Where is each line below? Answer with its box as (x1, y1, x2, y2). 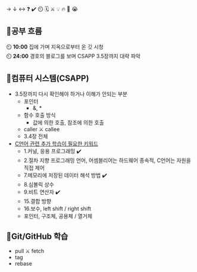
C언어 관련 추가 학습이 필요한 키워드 (14, 140, 98, 147)
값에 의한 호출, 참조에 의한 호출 (32, 119, 104, 126)
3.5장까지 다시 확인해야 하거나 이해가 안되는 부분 (14, 90, 128, 97)
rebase (14, 260, 33, 267)
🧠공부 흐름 (6, 26, 43, 36)
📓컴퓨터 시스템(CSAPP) (6, 74, 89, 84)
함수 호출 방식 (23, 111, 56, 118)
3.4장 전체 (23, 132, 48, 140)
